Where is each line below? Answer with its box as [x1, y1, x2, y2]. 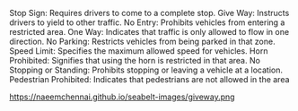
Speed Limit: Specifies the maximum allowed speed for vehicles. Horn [9, 46, 268, 56]
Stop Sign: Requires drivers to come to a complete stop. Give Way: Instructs [9, 8, 290, 18]
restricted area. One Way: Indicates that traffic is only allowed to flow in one [9, 27, 290, 37]
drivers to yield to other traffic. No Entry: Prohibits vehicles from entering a [9, 17, 285, 28]
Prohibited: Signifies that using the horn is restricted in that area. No [9, 55, 260, 65]
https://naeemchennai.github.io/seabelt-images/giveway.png [9, 91, 235, 102]
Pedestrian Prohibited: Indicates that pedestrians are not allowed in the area [9, 74, 290, 84]
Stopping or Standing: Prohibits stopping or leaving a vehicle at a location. [9, 64, 283, 75]
